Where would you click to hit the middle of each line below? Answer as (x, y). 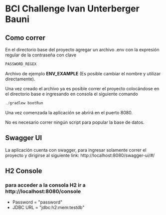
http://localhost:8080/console (43, 191)
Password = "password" (37, 202)
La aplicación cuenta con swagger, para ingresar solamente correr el (76, 150)
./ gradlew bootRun (24, 103)
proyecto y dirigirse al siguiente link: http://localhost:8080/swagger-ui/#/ (80, 155)
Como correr (25, 38)
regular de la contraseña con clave (41, 55)
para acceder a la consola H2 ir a (45, 185)
